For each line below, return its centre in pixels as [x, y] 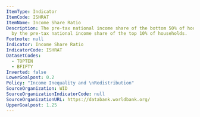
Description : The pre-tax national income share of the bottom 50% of [96, 28]
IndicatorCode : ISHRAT [34, 50]
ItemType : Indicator [32, 12]
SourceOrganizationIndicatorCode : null [56, 94]
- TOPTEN [22, 61]
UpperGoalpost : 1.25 [32, 105]
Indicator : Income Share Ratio [45, 45]
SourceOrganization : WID [37, 89]
